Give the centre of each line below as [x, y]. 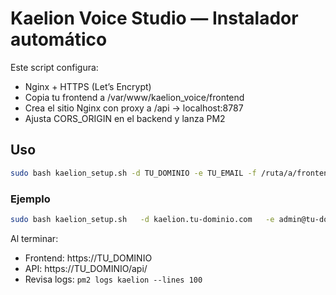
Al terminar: [34, 238]
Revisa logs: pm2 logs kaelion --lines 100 [113, 279]
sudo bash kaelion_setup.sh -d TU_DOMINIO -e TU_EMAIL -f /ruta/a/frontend [171, 173]
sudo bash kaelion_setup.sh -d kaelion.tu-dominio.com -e [142, 219]
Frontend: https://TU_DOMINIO [88, 258]
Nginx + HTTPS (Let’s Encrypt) [88, 86]
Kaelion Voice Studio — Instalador [154, 18]
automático [59, 39]
